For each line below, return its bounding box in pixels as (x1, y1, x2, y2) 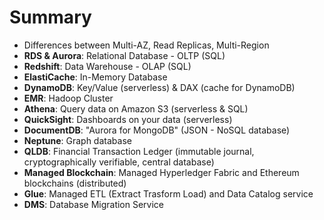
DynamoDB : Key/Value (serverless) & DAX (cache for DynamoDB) (23, 81, 296, 93)
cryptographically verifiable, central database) (23, 156, 215, 168)
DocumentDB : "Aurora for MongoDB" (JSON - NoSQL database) (23, 124, 291, 136)
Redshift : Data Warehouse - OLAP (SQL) (23, 60, 192, 72)
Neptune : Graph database (23, 134, 132, 146)
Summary (9, 6, 92, 29)
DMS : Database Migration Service (23, 198, 165, 210)
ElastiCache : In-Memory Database (23, 71, 168, 83)
